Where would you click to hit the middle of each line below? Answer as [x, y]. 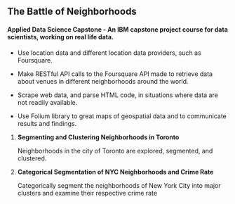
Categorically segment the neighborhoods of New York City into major [119, 185]
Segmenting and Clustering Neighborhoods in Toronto [98, 137]
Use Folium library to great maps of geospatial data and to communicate [122, 116]
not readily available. [47, 102]
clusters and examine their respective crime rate [87, 193]
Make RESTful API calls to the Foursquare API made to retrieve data [115, 74]
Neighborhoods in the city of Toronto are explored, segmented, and [115, 151]
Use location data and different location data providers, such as [109, 53]
